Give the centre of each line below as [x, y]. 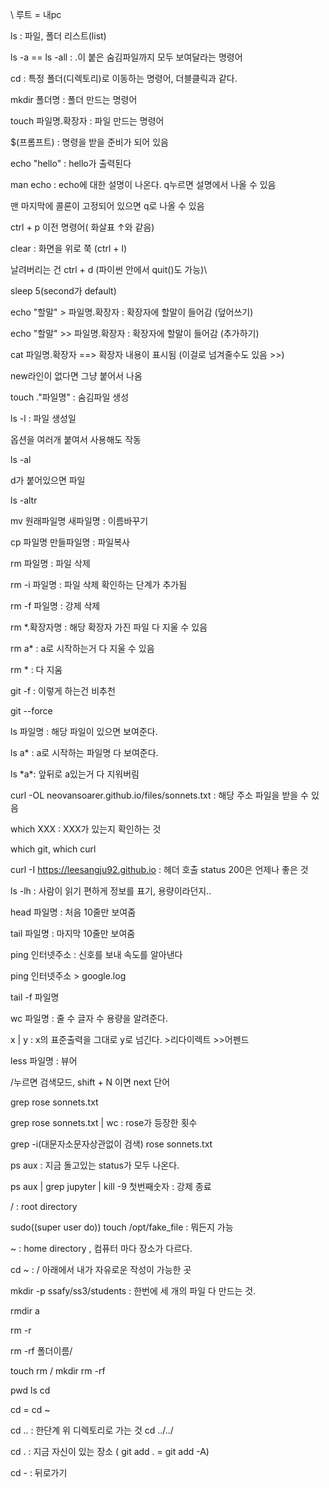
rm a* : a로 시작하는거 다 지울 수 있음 [82, 648]
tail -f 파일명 [35, 997]
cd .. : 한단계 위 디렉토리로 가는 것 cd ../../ [92, 1430]
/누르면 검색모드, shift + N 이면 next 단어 [90, 1082]
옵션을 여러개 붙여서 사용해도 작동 [76, 439]
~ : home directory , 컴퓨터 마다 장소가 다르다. [101, 1248]
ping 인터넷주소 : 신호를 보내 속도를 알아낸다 [96, 954]
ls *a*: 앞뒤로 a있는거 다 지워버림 [75, 774]
